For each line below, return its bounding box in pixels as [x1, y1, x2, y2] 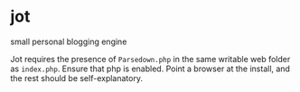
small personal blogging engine [10, 36, 127, 47]
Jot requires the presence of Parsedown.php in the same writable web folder [10, 53, 291, 64]
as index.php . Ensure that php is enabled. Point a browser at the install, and [10, 63, 290, 74]
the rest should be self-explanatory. [10, 72, 144, 83]
